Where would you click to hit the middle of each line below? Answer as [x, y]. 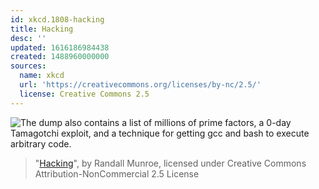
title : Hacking [42, 29]
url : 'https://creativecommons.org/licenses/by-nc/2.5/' [140, 85]
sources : [28, 66]
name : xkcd [42, 76]
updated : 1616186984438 [60, 47]
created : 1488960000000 [60, 57]
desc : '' [28, 38]
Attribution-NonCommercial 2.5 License [117, 173]
